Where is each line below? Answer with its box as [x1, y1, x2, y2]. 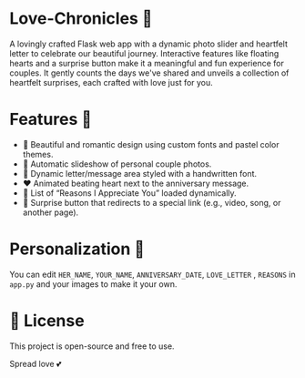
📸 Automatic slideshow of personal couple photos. [22, 158, 212, 169]
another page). [22, 207, 79, 218]
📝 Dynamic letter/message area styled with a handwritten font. [22, 168, 258, 179]
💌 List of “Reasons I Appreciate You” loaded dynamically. [22, 187, 237, 199]
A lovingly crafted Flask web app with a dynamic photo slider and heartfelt [9, 38, 289, 49]
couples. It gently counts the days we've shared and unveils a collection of [9, 67, 290, 78]
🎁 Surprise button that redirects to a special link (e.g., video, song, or [22, 197, 281, 208]
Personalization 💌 [9, 239, 146, 260]
